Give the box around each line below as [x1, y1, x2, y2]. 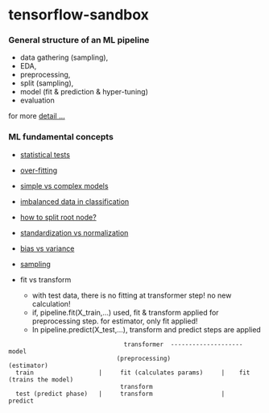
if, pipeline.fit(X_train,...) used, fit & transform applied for [31, 307, 219, 317]
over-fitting [19, 165, 58, 175]
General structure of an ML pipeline [8, 35, 150, 46]
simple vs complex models [19, 181, 109, 190]
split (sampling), [19, 78, 74, 88]
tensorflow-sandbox [8, 6, 149, 24]
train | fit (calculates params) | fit [15, 369, 250, 377]
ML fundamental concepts [8, 131, 114, 143]
